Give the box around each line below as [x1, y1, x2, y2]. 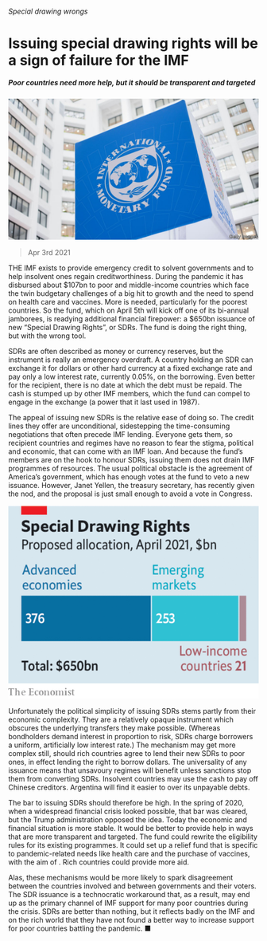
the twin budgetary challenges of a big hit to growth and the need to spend [8, 289, 254, 298]
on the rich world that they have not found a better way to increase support [8, 915, 254, 925]
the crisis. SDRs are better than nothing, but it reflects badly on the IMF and [8, 907, 256, 916]
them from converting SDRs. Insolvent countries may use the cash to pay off [8, 774, 258, 784]
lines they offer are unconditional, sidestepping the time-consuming [8, 421, 230, 431]
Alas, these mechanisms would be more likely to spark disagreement [8, 873, 234, 883]
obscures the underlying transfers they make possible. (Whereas [8, 723, 221, 733]
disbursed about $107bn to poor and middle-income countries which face [8, 280, 250, 290]
